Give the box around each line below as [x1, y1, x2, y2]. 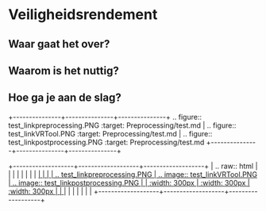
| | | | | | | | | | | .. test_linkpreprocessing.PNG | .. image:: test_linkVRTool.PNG [8, 169, 258, 179]
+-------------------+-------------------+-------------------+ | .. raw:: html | [8, 161, 258, 171]
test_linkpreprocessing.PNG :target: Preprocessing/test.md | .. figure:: [8, 121, 237, 130]
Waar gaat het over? [8, 37, 110, 51]
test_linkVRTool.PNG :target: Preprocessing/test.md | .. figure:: [8, 129, 213, 138]
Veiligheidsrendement [8, 6, 158, 24]
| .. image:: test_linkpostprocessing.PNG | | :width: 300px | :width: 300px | [8, 178, 250, 187]
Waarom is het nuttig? [8, 63, 119, 77]
